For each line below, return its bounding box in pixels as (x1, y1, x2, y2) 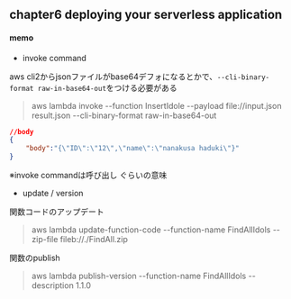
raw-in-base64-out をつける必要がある (37, 82, 177, 93)
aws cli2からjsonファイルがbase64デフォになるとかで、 (9, 71, 218, 82)
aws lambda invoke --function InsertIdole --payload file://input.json (31, 100, 282, 111)
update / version (22, 188, 84, 199)
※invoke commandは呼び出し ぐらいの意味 (9, 170, 168, 181)
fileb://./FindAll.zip (59, 234, 129, 245)
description (31, 280, 74, 291)
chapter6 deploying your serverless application (9, 7, 283, 23)
